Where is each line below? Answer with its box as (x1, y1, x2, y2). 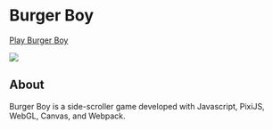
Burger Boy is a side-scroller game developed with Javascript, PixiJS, (9, 101, 265, 111)
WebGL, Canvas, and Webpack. (9, 110, 127, 121)
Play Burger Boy (9, 35, 69, 45)
